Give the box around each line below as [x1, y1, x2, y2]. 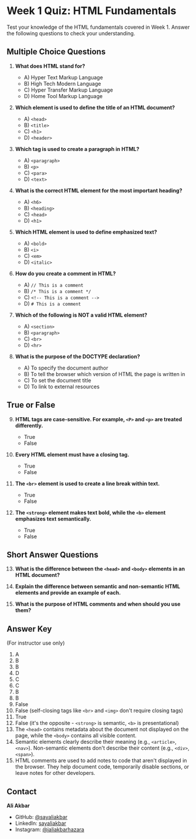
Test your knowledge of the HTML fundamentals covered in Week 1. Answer [6, 24, 190, 31]
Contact [6, 786, 37, 797]
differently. [15, 422, 43, 429]
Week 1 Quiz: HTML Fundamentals [6, 4, 177, 18]
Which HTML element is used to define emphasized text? [15, 228, 157, 236]
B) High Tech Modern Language [23, 80, 101, 87]
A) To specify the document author [23, 364, 109, 371]
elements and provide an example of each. [15, 589, 121, 596]
